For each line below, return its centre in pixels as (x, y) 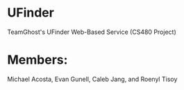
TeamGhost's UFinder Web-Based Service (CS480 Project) (92, 32)
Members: (37, 60)
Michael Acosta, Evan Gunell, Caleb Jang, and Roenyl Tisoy (92, 79)
